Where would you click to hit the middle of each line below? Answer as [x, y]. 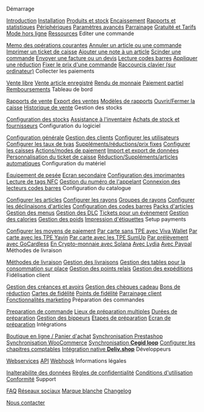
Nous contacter [26, 403]
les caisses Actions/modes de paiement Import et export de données [93, 150]
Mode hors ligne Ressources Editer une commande [70, 33]
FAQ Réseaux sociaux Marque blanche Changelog [69, 391]
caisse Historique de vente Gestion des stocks [64, 108]
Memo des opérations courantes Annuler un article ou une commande [94, 45]
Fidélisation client [28, 275]
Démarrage [20, 9]
